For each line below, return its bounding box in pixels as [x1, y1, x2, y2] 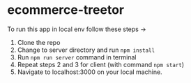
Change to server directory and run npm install [17, 46, 155, 54]
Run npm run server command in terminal [17, 53, 137, 61]
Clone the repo [17, 38, 61, 46]
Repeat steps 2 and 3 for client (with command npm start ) [17, 60, 185, 68]
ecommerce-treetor [7, 2, 124, 18]
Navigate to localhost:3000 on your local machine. [17, 68, 162, 76]
